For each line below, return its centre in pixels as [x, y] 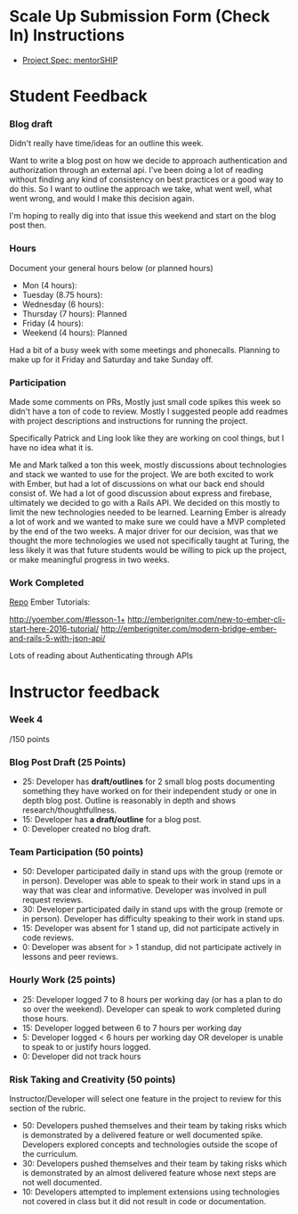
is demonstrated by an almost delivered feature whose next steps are [149, 1173]
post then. [28, 226]
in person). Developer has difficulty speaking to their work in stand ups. [153, 919]
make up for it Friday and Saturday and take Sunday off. [111, 359]
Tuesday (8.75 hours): [62, 294]
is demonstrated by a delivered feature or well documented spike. [142, 1135]
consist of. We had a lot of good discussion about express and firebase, [141, 493]
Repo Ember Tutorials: [50, 602]
